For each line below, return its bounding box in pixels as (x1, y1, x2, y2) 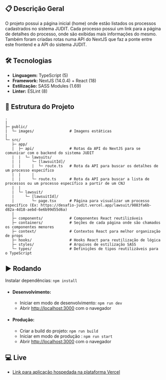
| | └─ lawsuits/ (11, 155, 52, 160)
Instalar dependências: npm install (5, 277, 78, 283)
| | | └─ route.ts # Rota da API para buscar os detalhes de (11, 164, 159, 169)
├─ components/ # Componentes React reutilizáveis (11, 216, 143, 221)
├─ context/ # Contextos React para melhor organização (11, 229, 161, 234)
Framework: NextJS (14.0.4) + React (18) (12, 77, 97, 84)
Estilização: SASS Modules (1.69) (12, 83, 81, 89)
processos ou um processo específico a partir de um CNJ (5, 181, 125, 186)
